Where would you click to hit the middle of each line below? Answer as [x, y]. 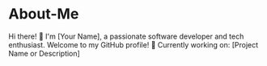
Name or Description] [44, 53]
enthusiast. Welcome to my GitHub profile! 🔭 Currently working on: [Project [133, 44]
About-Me [44, 14]
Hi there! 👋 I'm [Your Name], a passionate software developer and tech [126, 36]
